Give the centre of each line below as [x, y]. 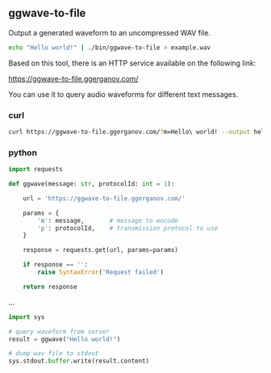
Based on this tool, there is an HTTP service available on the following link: [132, 63]
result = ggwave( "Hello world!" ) [65, 339]
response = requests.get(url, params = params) [101, 250]
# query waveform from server [59, 331]
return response [50, 287]
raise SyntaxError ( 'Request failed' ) [100, 272]
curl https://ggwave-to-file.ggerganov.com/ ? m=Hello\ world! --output [129, 132]
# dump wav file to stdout [54, 354]
